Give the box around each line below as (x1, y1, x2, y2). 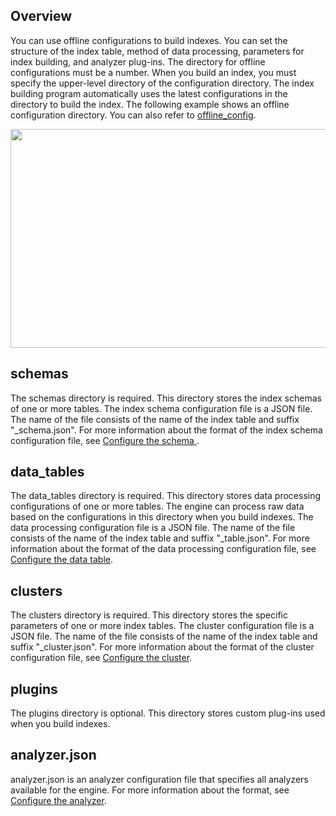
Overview (10, 8, 73, 25)
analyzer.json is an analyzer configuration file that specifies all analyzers (10, 773, 309, 785)
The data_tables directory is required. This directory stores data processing (10, 490, 322, 502)
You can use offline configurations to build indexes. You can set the (10, 34, 288, 46)
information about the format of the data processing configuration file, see (10, 543, 317, 555)
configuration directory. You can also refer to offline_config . (10, 109, 257, 121)
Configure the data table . (10, 554, 113, 566)
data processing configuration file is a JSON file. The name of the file (10, 522, 296, 534)
